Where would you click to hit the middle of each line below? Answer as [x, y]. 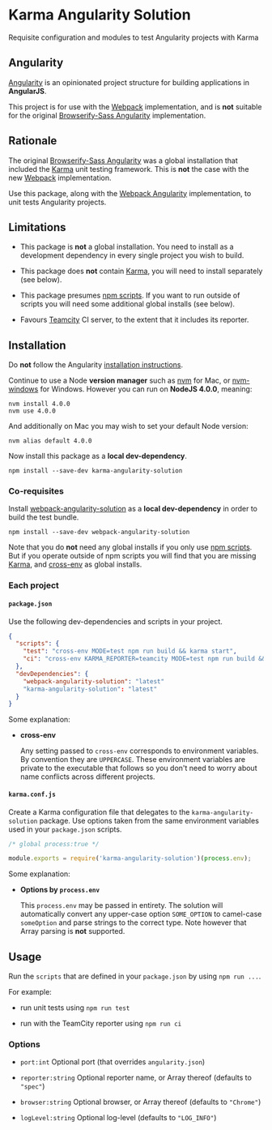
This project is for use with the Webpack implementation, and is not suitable [135, 106]
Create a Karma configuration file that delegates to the [99, 811]
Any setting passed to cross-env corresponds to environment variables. [139, 751]
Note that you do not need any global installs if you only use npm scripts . [130, 547]
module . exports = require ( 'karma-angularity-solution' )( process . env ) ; [130, 858]
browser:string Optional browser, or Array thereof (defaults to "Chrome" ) [140, 1102]
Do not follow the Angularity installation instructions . [96, 365]
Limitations [37, 227]
